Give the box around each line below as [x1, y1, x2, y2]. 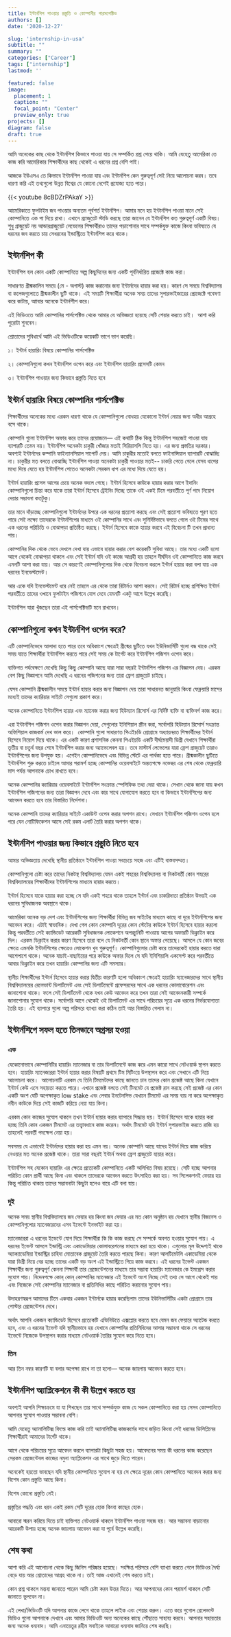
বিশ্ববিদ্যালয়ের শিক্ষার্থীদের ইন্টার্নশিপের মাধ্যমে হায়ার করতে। [8, 877, 121, 886]
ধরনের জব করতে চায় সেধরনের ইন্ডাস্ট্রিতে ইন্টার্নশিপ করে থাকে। [8, 229, 130, 237]
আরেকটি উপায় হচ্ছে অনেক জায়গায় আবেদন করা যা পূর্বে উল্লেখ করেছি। [8, 1524, 144, 1532]
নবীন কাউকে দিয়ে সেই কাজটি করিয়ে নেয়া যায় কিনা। [8, 1099, 109, 1108]
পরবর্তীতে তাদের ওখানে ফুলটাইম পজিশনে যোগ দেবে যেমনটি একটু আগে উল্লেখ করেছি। [8, 590, 173, 598]
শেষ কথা [8, 1545, 33, 1556]
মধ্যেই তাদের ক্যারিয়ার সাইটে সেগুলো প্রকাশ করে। [8, 692, 104, 700]
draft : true [8, 131, 42, 138]
